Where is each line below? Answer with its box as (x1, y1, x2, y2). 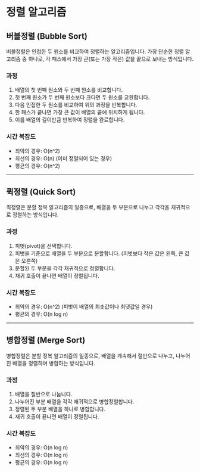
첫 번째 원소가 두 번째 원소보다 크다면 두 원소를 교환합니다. (14, 94, 150, 101)
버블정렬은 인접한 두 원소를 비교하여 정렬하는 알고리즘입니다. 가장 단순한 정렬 (6, 48, 185, 55)
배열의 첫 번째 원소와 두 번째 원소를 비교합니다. (14, 86, 123, 94)
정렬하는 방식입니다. (12, 211, 59, 218)
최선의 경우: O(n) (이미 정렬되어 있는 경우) (14, 154, 112, 162)
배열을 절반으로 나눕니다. (14, 391, 73, 398)
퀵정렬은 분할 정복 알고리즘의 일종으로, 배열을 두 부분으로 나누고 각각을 (6, 204, 170, 211)
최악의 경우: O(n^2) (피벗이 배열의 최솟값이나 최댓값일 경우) (14, 303, 153, 310)
